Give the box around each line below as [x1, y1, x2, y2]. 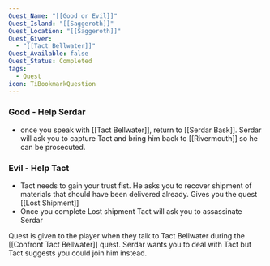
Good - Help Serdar [8, 106, 86, 118]
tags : [8, 65, 27, 73]
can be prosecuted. [19, 142, 86, 152]
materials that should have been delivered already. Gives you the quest [19, 190, 258, 199]
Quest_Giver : [8, 34, 53, 43]
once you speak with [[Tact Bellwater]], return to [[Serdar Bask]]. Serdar [19, 125, 262, 135]
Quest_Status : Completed [8, 58, 92, 66]
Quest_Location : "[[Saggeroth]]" [8, 27, 122, 35]
